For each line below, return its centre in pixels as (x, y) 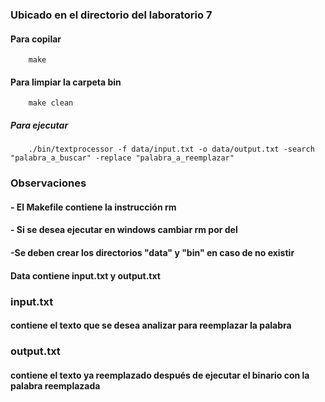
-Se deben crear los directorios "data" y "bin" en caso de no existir (152, 252)
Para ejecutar (39, 125)
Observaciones (48, 183)
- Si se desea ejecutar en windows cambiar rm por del (124, 230)
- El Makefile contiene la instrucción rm (93, 207)
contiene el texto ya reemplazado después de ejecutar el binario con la (160, 375)
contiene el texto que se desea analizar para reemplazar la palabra (151, 325)
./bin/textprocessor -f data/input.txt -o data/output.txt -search (171, 149)
